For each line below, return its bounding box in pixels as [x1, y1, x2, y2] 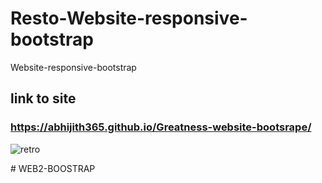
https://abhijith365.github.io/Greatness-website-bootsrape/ [10, 120, 312, 134]
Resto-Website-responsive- [10, 7, 248, 30]
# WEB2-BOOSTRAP [10, 162, 96, 174]
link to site [10, 90, 77, 107]
